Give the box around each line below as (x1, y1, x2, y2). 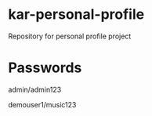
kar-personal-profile (8, 5, 145, 24)
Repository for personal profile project (8, 31, 132, 41)
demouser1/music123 (8, 100, 77, 109)
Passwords (8, 59, 82, 77)
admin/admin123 (8, 85, 62, 94)
